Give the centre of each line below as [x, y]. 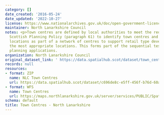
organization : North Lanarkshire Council [48, 55]
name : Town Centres [29, 92]
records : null [20, 64]
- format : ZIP [20, 73]
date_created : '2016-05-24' [34, 14]
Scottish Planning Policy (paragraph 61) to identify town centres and [84, 37]
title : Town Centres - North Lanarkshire [48, 105]
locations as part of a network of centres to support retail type [80, 42]
